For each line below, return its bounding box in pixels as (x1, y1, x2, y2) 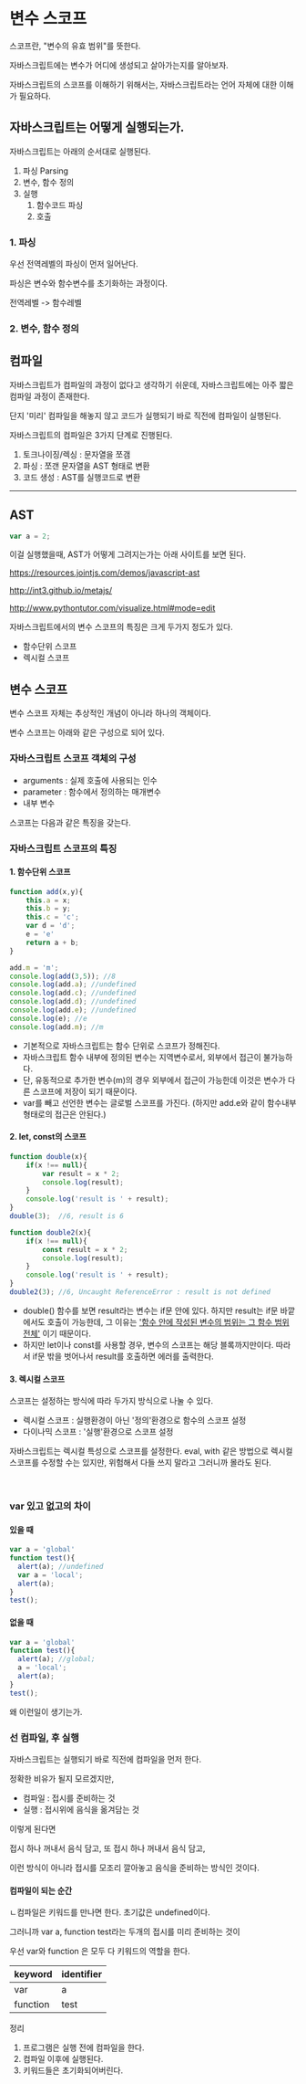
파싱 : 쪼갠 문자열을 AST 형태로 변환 (22, 460, 150, 471)
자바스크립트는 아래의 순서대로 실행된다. (9, 145, 151, 156)
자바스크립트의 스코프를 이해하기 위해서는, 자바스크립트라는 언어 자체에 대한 (9, 79, 278, 89)
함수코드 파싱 (36, 199, 84, 210)
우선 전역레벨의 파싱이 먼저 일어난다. (9, 258, 138, 269)
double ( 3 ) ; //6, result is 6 (9, 1212, 125, 1221)
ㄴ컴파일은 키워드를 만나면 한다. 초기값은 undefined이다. (9, 1907, 211, 1918)
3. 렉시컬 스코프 (9, 1374, 66, 1384)
